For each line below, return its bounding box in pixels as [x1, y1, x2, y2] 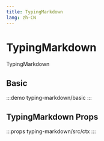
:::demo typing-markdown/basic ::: [6, 94, 92, 102]
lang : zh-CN [6, 15, 36, 21]
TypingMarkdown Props [6, 111, 99, 122]
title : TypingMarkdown [6, 8, 63, 15]
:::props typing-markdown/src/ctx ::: [6, 128, 96, 135]
